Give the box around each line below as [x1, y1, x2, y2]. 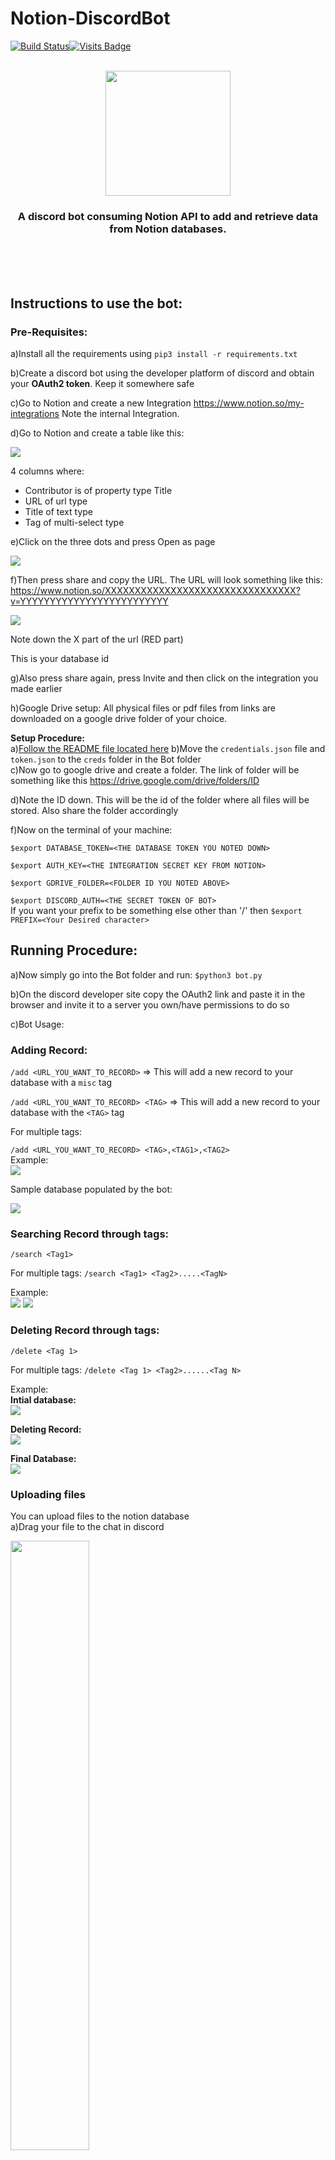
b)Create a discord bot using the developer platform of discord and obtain [10, 367, 315, 379]
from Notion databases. [109, 222, 227, 236]
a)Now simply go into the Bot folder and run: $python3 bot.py [10, 968, 263, 981]
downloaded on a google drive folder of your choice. [10, 712, 228, 724]
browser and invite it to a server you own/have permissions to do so [10, 998, 290, 1011]
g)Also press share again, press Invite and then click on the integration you [10, 672, 319, 684]
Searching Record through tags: [10, 1227, 170, 1241]
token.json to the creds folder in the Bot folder [10, 753, 202, 765]
